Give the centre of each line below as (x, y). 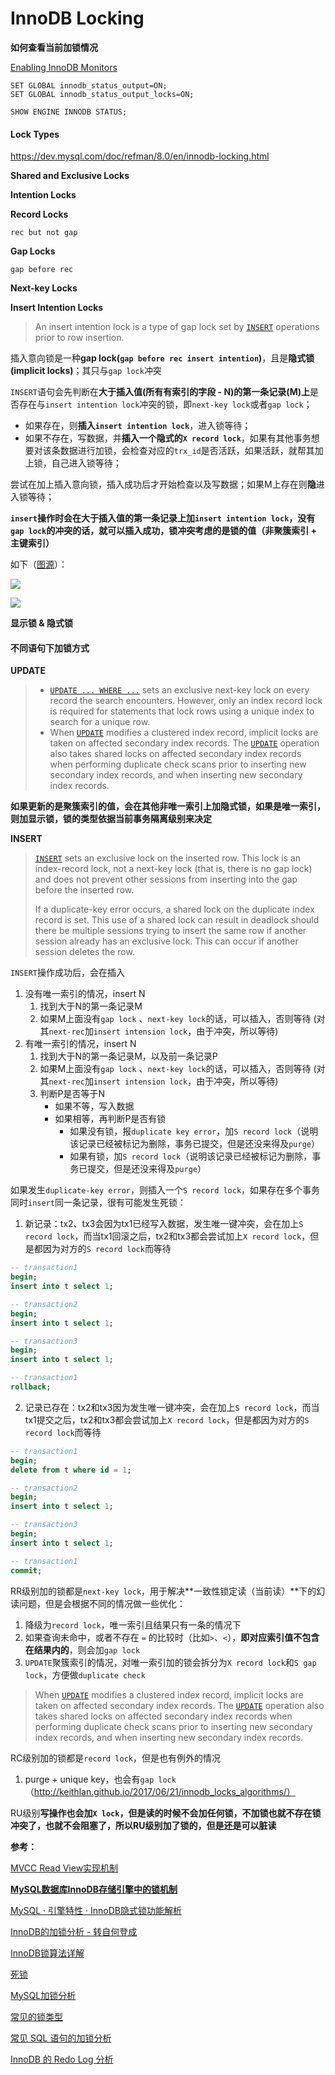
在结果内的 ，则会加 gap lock (82, 1649)
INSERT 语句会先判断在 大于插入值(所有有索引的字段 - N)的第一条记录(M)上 (160, 392)
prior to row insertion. (79, 338)
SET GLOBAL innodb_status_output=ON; (89, 85)
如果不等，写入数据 (94, 1106)
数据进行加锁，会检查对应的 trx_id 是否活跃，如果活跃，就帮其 (187, 451)
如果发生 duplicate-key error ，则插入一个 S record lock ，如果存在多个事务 (165, 1190)
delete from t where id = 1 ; (71, 1470)
